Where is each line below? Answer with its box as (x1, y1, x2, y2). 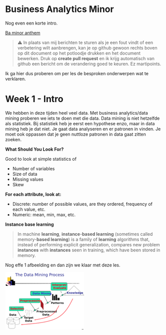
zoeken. (5, 136, 21, 142)
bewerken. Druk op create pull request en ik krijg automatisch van (17, 55, 155, 61)
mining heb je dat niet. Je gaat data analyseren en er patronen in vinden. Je (5, 126, 161, 132)
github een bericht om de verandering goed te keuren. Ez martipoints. (17, 61, 161, 67)
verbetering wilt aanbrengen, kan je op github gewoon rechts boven (17, 45, 157, 51)
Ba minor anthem (5, 30, 40, 36)
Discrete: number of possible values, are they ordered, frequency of (12, 201, 153, 207)
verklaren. (5, 76, 26, 82)
